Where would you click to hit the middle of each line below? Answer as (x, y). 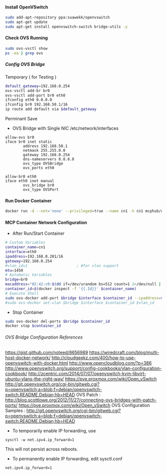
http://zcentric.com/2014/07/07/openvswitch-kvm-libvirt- (87, 374)
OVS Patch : (88, 395)
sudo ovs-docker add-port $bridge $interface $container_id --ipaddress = (83, 298)
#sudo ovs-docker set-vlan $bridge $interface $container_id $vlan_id (80, 303)
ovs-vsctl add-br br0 (28, 91)
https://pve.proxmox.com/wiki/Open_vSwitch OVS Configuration (84, 405)
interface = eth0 (21, 252)
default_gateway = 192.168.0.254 (38, 86)
